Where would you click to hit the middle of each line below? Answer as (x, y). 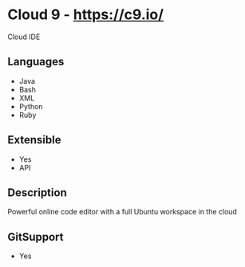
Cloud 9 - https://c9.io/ (86, 15)
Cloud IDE (24, 37)
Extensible (34, 140)
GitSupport (36, 237)
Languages (36, 62)
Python (31, 106)
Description (37, 192)
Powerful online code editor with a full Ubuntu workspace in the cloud (122, 212)
